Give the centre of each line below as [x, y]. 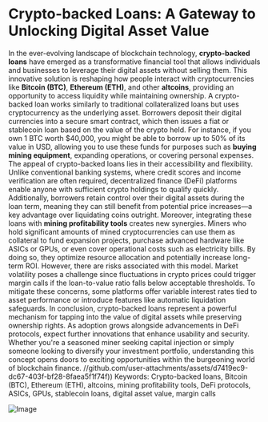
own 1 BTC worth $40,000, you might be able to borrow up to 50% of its [127, 138]
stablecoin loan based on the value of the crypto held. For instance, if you [130, 130]
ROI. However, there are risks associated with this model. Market [132, 266]
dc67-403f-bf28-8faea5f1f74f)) [61, 376]
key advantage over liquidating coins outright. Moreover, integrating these [130, 215]
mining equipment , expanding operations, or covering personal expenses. [131, 155]
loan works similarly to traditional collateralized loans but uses [137, 104]
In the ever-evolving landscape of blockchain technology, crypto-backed [129, 53]
